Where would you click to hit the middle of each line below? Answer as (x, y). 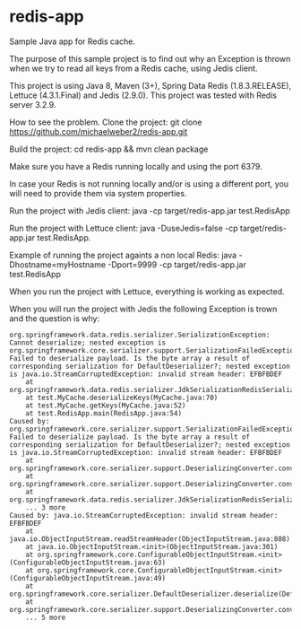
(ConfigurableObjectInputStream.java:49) (88, 578)
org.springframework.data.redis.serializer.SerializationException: (140, 335)
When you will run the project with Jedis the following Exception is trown (143, 309)
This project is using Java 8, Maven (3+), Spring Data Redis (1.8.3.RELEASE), (150, 85)
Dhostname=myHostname (57, 264)
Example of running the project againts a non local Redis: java (123, 255)
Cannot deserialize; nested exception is (88, 343)
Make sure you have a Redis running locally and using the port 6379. (136, 166)
